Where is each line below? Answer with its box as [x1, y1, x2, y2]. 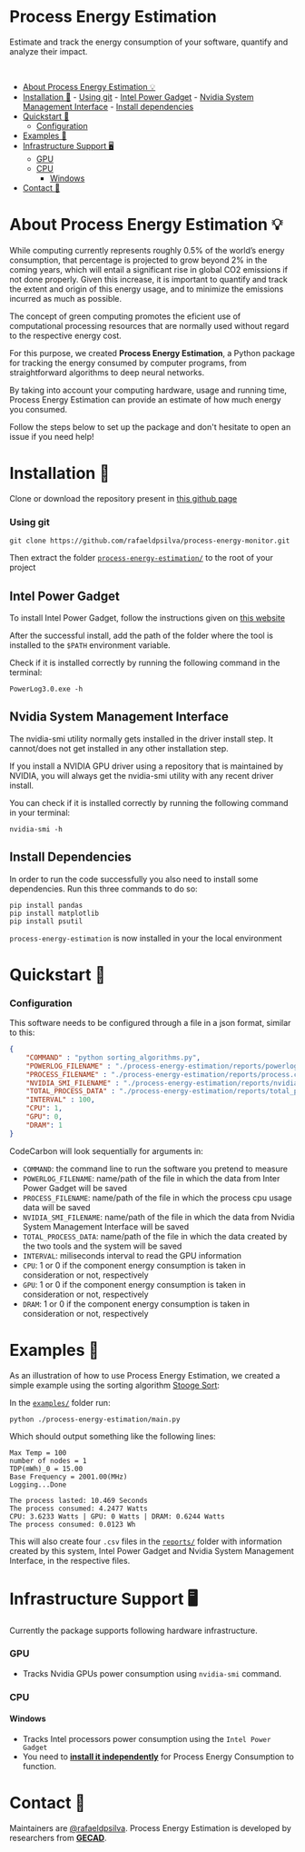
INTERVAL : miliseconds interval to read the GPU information [22, 1250, 242, 1260]
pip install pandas [9, 901, 84, 910]
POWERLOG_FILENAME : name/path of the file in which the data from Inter [22, 1172, 280, 1183]
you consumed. [9, 403, 68, 414]
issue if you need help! [9, 431, 94, 442]
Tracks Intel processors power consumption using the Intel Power [22, 1733, 271, 1744]
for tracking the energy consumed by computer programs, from [9, 357, 247, 368]
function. [22, 1760, 57, 1771]
